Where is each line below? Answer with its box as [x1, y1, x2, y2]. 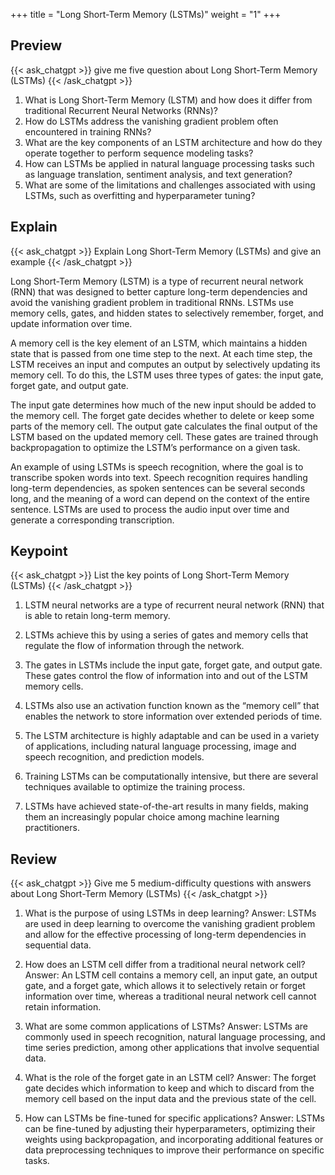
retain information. [24, 1001, 102, 1013]
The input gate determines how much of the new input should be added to [10, 399, 317, 411]
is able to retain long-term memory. [24, 610, 171, 622]
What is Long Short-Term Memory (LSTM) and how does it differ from [24, 94, 313, 106]
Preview [10, 37, 63, 54]
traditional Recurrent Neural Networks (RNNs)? [24, 104, 218, 116]
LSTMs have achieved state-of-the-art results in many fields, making [24, 800, 309, 813]
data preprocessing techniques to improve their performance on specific [24, 1144, 325, 1156]
